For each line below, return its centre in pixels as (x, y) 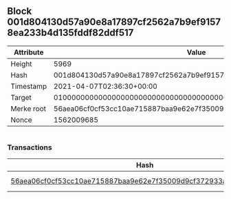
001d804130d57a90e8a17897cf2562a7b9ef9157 (114, 22)
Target (21, 97)
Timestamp (29, 86)
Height (21, 63)
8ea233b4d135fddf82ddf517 (70, 33)
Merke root (29, 108)
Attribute (29, 52)
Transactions (30, 147)
